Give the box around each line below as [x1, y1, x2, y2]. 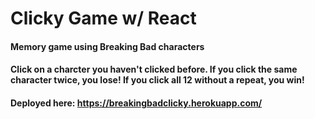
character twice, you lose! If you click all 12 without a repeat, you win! [10, 74, 305, 86]
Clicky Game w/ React [10, 7, 197, 30]
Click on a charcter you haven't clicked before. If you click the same [10, 63, 298, 76]
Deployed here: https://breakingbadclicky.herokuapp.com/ [10, 97, 263, 109]
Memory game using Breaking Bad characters [10, 40, 205, 52]
